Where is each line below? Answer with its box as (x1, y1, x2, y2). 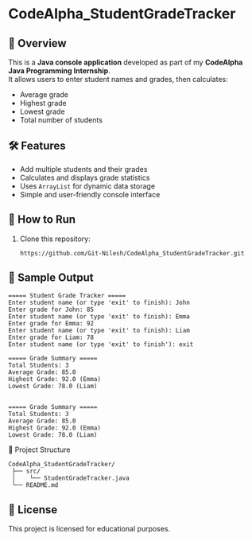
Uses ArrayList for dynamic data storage (19, 181, 156, 191)
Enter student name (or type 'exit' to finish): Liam (8, 327, 191, 335)
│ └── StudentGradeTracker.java (11, 474, 130, 482)
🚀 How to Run (8, 212, 76, 227)
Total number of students (19, 115, 103, 124)
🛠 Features (8, 139, 66, 153)
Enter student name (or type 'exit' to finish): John (8, 299, 191, 307)
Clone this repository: (19, 234, 91, 243)
